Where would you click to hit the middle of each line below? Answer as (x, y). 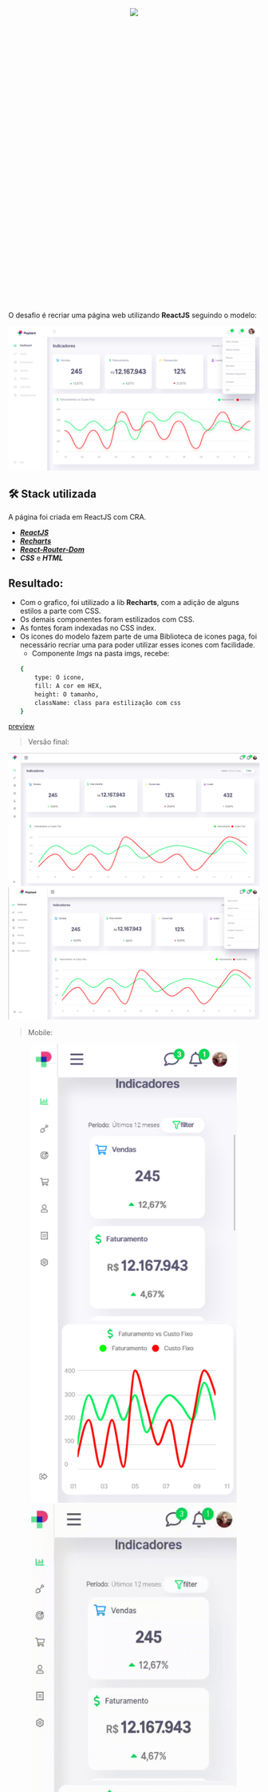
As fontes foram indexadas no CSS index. (88, 628)
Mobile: (40, 1033)
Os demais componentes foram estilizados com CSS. (107, 619)
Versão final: (48, 742)
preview (22, 727)
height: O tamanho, (67, 694)
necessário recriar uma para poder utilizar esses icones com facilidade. (137, 645)
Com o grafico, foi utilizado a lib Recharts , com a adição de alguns (129, 603)
